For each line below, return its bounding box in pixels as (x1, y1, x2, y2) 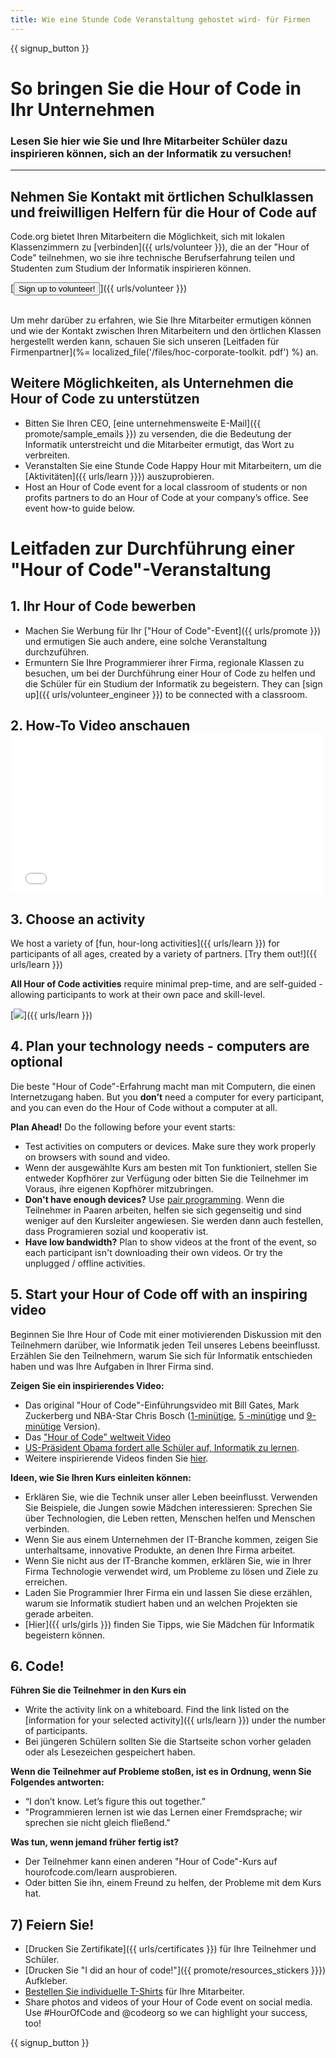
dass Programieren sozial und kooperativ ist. (24, 1225, 209, 1237)
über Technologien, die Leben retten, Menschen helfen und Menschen (24, 1512, 316, 1524)
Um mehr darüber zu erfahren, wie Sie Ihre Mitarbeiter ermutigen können (10, 314, 312, 326)
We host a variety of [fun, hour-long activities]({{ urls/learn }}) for (10, 937, 280, 949)
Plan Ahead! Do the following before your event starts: (10, 1121, 236, 1133)
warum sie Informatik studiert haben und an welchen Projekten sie (24, 1597, 298, 1609)
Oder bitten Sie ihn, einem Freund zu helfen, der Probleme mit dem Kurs (24, 1877, 322, 1889)
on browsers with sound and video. (24, 1151, 171, 1163)
